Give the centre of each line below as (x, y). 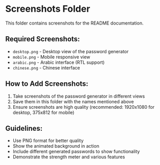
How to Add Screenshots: (47, 84)
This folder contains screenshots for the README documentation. (75, 23)
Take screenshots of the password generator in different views (79, 96)
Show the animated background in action (56, 146)
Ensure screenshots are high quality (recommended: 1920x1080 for (84, 107)
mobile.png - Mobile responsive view (51, 57)
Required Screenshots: (43, 39)
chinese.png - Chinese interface (46, 67)
